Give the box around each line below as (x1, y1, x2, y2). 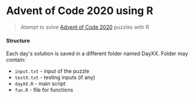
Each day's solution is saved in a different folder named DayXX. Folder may (6, 50, 188, 57)
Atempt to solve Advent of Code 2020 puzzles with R (20, 23, 150, 31)
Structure (6, 37, 31, 44)
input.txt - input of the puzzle (14, 67, 89, 75)
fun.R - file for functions (14, 86, 73, 93)
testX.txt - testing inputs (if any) (14, 74, 96, 81)
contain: (6, 56, 26, 63)
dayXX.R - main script (14, 80, 66, 87)
